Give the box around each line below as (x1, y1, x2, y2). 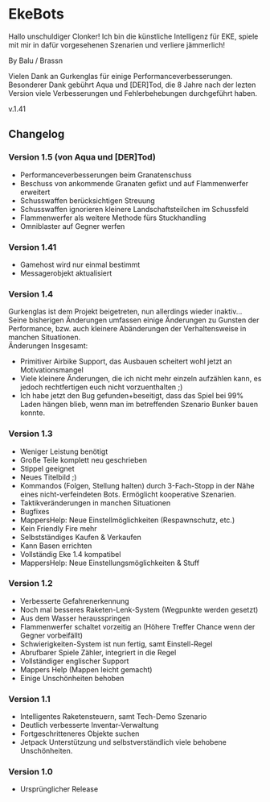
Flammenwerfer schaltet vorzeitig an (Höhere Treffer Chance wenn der (19, 621, 256, 631)
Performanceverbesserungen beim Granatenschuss (19, 170, 192, 180)
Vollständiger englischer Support (19, 656, 129, 666)
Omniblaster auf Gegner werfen (19, 221, 125, 231)
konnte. (19, 408, 46, 418)
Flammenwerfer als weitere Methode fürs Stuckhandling (19, 213, 207, 222)
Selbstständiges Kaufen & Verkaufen (19, 532, 142, 542)
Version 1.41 (8, 241, 57, 252)
